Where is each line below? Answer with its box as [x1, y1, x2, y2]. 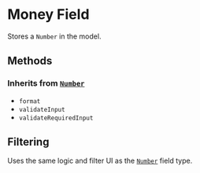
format [18, 97, 41, 105]
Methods [7, 54, 53, 68]
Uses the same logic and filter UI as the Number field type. [7, 156, 193, 166]
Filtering [7, 135, 50, 149]
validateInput [18, 105, 65, 113]
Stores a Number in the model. [7, 31, 102, 41]
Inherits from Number [7, 78, 85, 89]
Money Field [7, 6, 90, 24]
